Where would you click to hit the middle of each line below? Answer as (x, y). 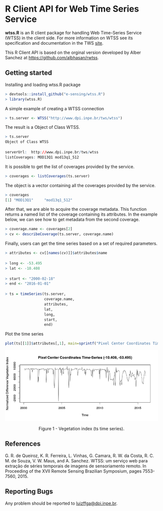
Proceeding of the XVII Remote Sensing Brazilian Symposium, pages (73, 471)
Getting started (29, 73)
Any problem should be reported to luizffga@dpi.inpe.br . (61, 503)
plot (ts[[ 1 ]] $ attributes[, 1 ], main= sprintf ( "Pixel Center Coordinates (78, 343)
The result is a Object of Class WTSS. (42, 127)
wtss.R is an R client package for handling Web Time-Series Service (73, 33)
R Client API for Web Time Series (72, 9)
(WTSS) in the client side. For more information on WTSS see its (69, 38)
